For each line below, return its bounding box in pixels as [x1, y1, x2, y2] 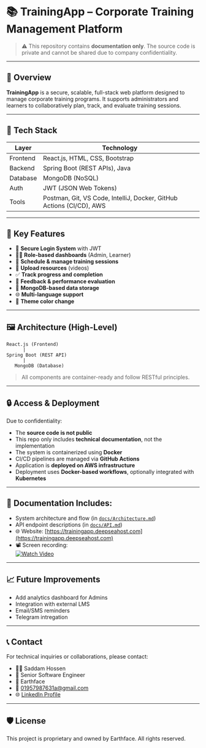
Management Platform [6, 22, 123, 36]
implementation [15, 442, 55, 449]
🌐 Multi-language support [15, 291, 84, 298]
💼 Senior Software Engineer [15, 671, 86, 679]
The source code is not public [15, 429, 93, 436]
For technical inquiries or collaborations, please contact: [6, 653, 148, 660]
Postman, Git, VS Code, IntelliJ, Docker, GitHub [42, 194, 178, 202]
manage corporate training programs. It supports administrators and [6, 95, 179, 102]
